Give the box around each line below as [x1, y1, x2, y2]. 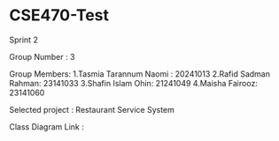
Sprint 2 [9, 34, 38, 45]
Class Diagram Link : [9, 121, 84, 132]
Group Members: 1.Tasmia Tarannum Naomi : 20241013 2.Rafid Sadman [9, 68, 271, 79]
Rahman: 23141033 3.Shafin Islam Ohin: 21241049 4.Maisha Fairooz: [9, 78, 259, 88]
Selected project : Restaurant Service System [9, 104, 175, 115]
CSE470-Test [9, 5, 109, 26]
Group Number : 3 [9, 51, 75, 62]
